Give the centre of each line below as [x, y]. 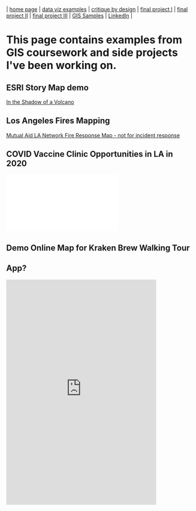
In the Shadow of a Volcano [40, 102]
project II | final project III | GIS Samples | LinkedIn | [70, 16]
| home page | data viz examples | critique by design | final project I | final [97, 9]
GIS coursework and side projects [92, 53]
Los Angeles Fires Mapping [58, 121]
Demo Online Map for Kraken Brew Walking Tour [98, 248]
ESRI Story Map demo [47, 87]
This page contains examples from [94, 40]
